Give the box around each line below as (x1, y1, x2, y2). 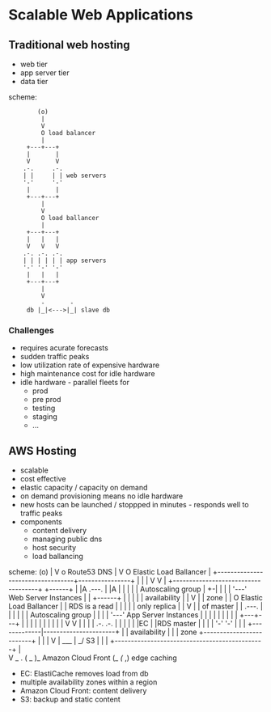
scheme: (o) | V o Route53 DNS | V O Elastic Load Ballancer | (8, 567, 212, 577)
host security (32, 543, 77, 553)
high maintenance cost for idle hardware (19, 369, 155, 379)
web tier (19, 59, 49, 69)
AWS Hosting (8, 443, 77, 458)
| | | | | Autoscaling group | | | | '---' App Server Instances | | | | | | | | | (8, 610, 238, 620)
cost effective (19, 474, 66, 484)
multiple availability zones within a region (19, 677, 158, 687)
